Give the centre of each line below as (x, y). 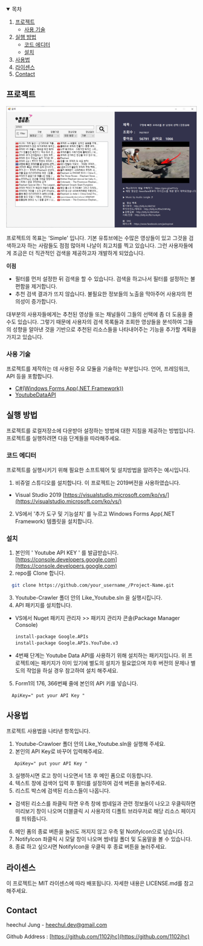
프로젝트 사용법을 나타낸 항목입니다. (48, 731)
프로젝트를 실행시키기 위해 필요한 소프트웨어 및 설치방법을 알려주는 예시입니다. (98, 470)
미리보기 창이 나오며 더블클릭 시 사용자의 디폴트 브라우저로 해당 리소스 (97, 811)
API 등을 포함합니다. (30, 376)
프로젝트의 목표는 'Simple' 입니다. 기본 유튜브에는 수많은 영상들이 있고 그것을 (97, 238)
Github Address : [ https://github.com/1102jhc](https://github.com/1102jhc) (98, 936)
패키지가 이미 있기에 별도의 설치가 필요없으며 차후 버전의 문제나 (115, 663)
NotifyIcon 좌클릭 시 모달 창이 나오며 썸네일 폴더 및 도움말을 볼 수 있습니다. (103, 839)
